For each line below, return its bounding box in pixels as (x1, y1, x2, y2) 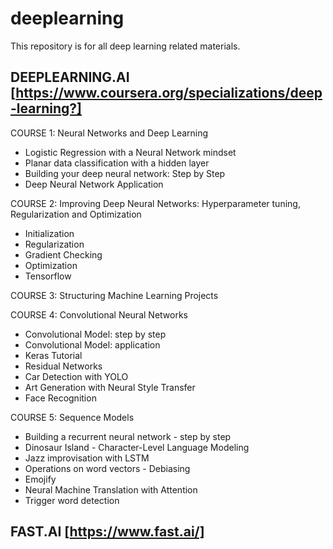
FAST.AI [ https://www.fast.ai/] (10, 523, 205, 541)
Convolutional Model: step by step (24, 328, 167, 340)
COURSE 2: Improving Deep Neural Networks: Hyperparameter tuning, (10, 197, 301, 209)
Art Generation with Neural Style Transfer (24, 381, 196, 393)
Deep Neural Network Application (24, 178, 164, 190)
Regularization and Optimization (10, 208, 142, 220)
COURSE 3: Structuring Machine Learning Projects (10, 289, 219, 301)
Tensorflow (24, 270, 72, 282)
